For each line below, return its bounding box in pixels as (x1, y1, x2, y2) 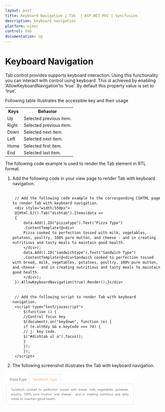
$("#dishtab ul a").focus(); (23, 334, 83, 339)
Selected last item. (24, 150, 61, 156)
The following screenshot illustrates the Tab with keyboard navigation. (12, 363, 155, 369)
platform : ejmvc (5, 24, 38, 29)
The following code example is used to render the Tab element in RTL (5, 161, 146, 166)
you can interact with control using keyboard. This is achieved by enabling (5, 77, 156, 83)
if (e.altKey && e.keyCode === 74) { (23, 324, 101, 330)
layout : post (5, 8, 32, 13)
